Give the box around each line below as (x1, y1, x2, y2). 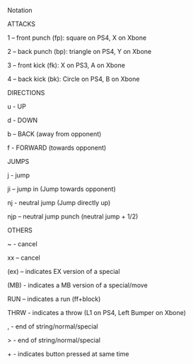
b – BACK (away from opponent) (7, 130, 102, 138)
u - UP (7, 102, 26, 111)
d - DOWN (7, 116, 38, 124)
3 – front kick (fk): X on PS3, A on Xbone (7, 61, 126, 70)
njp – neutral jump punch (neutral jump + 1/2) (7, 212, 139, 221)
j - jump (7, 171, 30, 180)
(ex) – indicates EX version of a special (7, 268, 120, 275)
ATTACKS (7, 20, 36, 28)
